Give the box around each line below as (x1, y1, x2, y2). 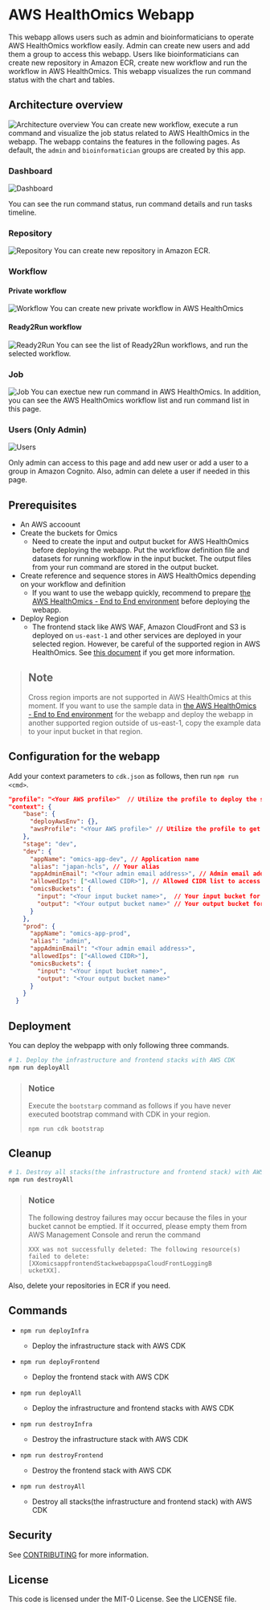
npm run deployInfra (19, 1326, 89, 1335)
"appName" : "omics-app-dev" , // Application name (29, 854, 199, 863)
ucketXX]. (27, 1266, 62, 1275)
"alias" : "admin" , (29, 937, 92, 945)
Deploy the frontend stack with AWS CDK (31, 1372, 170, 1382)
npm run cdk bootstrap (27, 1125, 104, 1133)
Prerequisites (8, 498, 77, 512)
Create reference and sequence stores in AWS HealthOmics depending (19, 571, 256, 580)
